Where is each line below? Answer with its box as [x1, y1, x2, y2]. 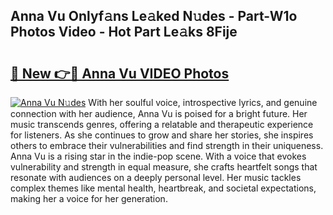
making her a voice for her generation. [10, 193, 168, 204]
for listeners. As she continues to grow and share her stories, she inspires [10, 129, 314, 141]
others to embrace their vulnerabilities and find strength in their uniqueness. [10, 140, 324, 151]
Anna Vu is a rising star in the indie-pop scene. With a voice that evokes [10, 150, 307, 162]
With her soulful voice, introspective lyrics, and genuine [88, 97, 318, 108]
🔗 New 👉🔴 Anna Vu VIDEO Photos [10, 65, 230, 82]
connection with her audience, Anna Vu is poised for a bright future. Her [10, 108, 308, 119]
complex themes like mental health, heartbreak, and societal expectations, [10, 182, 317, 194]
